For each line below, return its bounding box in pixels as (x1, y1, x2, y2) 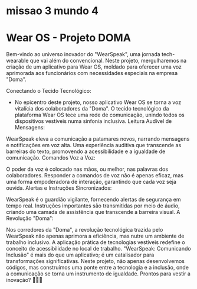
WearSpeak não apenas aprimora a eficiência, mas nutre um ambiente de (6, 232, 185, 240)
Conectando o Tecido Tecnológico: (6, 87, 91, 95)
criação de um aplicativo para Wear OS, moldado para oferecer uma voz (6, 63, 182, 70)
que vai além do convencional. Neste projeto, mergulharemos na (29, 57, 187, 64)
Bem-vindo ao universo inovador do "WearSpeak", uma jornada (6, 51, 160, 58)
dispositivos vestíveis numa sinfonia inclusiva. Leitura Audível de (14, 118, 172, 125)
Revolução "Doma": (6, 215, 54, 222)
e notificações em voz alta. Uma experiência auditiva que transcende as (6, 142, 182, 149)
